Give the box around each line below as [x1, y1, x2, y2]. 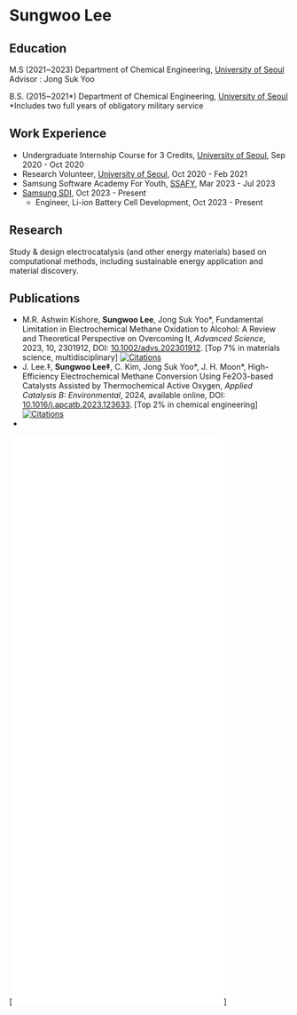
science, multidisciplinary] [21, 352, 118, 363]
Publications [9, 291, 81, 307]
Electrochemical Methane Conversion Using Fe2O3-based [60, 371, 274, 382]
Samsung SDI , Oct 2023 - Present [21, 188, 146, 198]
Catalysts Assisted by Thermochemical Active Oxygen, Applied [21, 380, 253, 391]
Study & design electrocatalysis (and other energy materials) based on [9, 246, 268, 257]
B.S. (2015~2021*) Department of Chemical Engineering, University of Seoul [9, 91, 288, 101]
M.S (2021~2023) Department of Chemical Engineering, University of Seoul [9, 64, 285, 75]
